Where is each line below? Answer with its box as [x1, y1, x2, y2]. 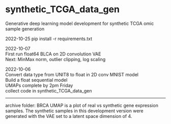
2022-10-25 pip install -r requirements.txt [5, 36, 93, 42]
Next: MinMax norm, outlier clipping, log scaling [5, 56, 106, 62]
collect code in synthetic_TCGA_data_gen [5, 87, 92, 94]
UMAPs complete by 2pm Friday [5, 82, 73, 88]
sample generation [5, 25, 45, 32]
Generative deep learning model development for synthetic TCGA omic [5, 20, 154, 26]
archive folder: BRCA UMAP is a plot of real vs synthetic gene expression [5, 102, 159, 108]
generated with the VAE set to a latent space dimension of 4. [5, 113, 132, 119]
